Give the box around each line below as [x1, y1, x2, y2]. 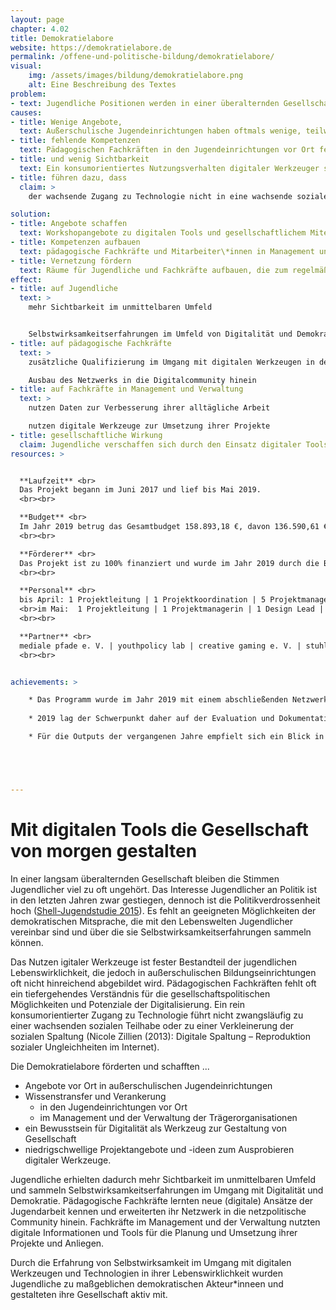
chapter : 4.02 [10, 24, 70, 34]
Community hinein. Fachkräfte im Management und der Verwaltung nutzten [10, 1216, 321, 1228]
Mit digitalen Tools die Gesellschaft [10, 818, 309, 841]
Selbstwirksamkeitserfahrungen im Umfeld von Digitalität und [28, 329, 293, 339]
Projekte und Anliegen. [10, 1237, 105, 1249]
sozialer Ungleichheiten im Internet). [10, 1041, 160, 1053]
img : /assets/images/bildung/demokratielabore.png [28, 71, 244, 81]
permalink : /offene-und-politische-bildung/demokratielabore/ [10, 52, 275, 62]
